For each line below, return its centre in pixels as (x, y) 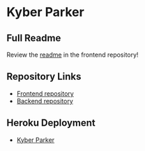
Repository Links (44, 77)
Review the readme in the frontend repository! (72, 55)
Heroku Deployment (51, 123)
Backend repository (45, 101)
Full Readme (34, 38)
